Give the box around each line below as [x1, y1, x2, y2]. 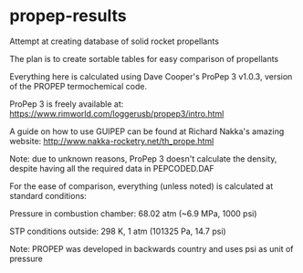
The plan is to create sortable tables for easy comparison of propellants [9, 53, 279, 64]
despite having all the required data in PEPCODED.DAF [9, 163, 214, 173]
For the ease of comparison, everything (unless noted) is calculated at [9, 180, 274, 192]
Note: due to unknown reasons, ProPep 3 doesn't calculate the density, [9, 152, 277, 164]
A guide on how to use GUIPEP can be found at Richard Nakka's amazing [9, 125, 285, 137]
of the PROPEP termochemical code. [9, 80, 148, 91]
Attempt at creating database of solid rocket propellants [9, 36, 219, 47]
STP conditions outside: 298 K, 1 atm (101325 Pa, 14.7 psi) [9, 226, 226, 236]
